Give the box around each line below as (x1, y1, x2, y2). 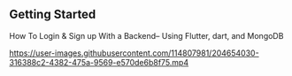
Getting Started (9, 7, 96, 22)
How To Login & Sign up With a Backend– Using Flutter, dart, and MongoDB (9, 30, 284, 41)
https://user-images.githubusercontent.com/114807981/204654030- (9, 48, 259, 58)
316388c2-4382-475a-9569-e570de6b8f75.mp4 (9, 57, 188, 67)
